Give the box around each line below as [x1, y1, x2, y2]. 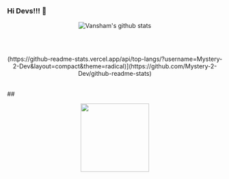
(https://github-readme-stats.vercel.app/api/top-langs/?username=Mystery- [7, 55, 223, 63]
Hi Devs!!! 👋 [7, 6, 46, 16]
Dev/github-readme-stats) [78, 69, 152, 77]
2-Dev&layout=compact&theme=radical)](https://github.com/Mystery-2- [12, 61, 217, 70]
